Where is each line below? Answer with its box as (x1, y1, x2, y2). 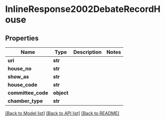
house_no (7, 65, 32, 72)
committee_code (7, 90, 48, 96)
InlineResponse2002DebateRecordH (5, 3, 161, 15)
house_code (7, 81, 37, 88)
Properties (5, 34, 39, 42)
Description (73, 49, 102, 55)
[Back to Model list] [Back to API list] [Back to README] (5, 111, 120, 116)
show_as (7, 73, 29, 80)
